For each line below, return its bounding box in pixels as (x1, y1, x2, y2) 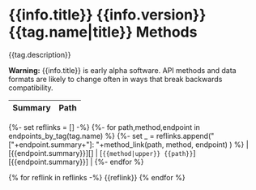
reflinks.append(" (156, 131, 215, 140)
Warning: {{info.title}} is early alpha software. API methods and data (8, 65, 237, 75)
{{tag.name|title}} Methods (8, 23, 198, 41)
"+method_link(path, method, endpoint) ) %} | (96, 140, 249, 149)
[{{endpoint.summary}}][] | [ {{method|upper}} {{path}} (8, 148, 194, 158)
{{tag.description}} (8, 50, 71, 59)
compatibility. (8, 83, 54, 93)
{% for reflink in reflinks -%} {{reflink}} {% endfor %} (8, 172, 186, 182)
